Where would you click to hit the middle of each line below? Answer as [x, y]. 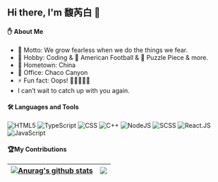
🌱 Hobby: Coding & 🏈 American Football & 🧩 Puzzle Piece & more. [113, 57]
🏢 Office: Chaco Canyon [53, 72]
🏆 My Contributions [37, 150]
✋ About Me [25, 31]
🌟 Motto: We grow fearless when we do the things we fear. [103, 50]
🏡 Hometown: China [47, 65]
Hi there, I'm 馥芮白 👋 [54, 13]
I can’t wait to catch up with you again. [74, 90]
